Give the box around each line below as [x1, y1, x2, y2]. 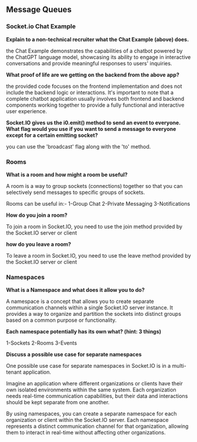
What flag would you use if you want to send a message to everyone [6, 125, 176, 132]
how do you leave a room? [6, 240, 72, 248]
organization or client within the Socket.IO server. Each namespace [6, 417, 169, 424]
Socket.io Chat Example [6, 22, 76, 31]
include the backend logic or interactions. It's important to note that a [6, 88, 174, 96]
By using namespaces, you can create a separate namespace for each [6, 410, 178, 417]
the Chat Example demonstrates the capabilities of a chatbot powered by [6, 47, 183, 54]
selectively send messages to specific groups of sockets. [6, 189, 145, 196]
